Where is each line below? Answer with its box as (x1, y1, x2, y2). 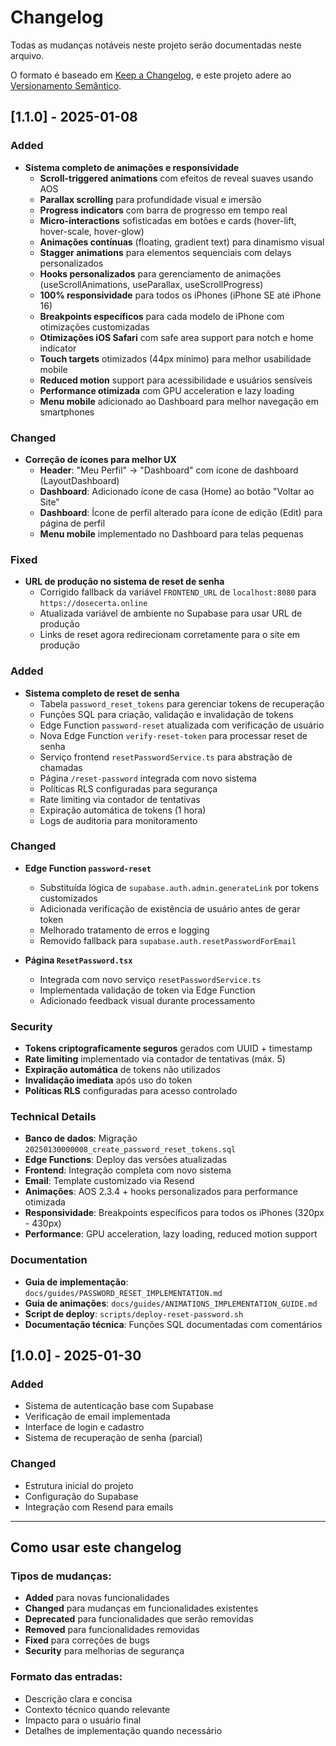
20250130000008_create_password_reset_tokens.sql (24, 1145, 237, 1155)
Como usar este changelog (10, 1539, 182, 1556)
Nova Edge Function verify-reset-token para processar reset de (39, 729, 308, 741)
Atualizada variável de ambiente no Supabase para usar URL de (39, 607, 303, 620)
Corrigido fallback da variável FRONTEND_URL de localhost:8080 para (39, 586, 317, 598)
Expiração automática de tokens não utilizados (24, 1064, 221, 1076)
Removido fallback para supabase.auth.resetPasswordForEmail (39, 934, 297, 946)
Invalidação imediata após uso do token (24, 1074, 193, 1086)
